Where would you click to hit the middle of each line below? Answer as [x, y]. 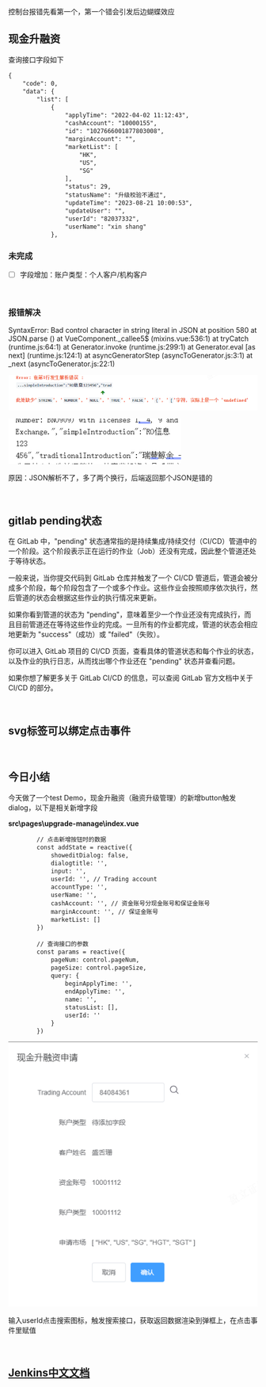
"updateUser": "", [95, 211]
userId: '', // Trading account [104, 879]
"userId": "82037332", [102, 219]
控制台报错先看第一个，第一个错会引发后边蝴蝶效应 [91, 11]
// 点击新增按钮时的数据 [72, 839]
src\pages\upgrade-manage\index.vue [74, 823]
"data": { [39, 91]
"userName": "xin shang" [106, 227]
